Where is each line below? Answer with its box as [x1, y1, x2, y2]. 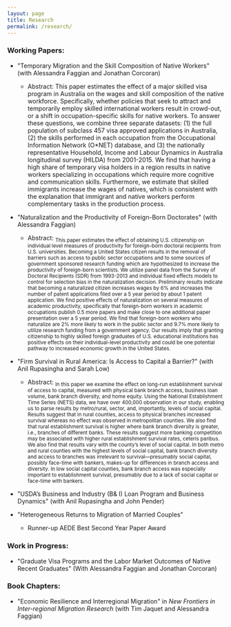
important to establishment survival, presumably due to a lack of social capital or [27, 472, 219, 479]
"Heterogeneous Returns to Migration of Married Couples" [17, 510, 184, 519]
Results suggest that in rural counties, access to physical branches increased [27, 412, 211, 418]
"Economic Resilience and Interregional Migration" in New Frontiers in [17, 597, 216, 605]
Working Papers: [7, 46, 65, 55]
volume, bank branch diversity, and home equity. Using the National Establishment [27, 393, 223, 401]
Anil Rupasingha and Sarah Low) [17, 365, 110, 373]
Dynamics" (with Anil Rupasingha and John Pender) [17, 497, 165, 505]
